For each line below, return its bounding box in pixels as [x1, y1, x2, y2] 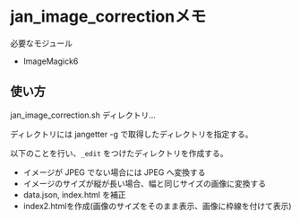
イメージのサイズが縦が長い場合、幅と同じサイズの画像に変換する [22, 178, 267, 189]
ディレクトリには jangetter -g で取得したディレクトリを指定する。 [10, 128, 253, 139]
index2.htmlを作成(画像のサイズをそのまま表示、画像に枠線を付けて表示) [22, 200, 292, 211]
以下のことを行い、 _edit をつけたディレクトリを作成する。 [10, 147, 228, 158]
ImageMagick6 [22, 56, 79, 66]
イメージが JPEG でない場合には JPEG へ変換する [22, 166, 206, 178]
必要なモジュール [10, 38, 73, 48]
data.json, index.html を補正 [22, 189, 126, 200]
